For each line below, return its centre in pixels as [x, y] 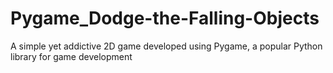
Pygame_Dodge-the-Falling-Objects [165, 18]
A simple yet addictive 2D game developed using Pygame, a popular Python [166, 46]
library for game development [71, 56]
